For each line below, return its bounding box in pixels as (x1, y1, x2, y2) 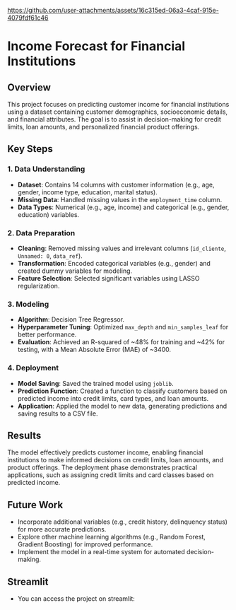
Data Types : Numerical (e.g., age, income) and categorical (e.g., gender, (17, 203, 230, 211)
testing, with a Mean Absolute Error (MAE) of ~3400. (17, 346, 172, 354)
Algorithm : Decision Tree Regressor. (17, 315, 125, 324)
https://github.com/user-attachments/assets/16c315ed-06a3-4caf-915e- (7, 6, 219, 14)
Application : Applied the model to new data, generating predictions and (17, 401, 228, 410)
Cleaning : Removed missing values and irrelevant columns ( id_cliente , (17, 244, 226, 252)
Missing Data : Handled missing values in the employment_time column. (17, 195, 223, 204)
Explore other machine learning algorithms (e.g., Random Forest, (17, 533, 206, 541)
